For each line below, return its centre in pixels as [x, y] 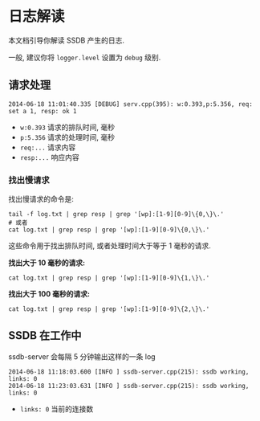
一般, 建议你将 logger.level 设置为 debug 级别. [85, 57]
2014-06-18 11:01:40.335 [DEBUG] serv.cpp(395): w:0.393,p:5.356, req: [130, 104]
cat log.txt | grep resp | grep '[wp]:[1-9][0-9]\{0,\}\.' [109, 230]
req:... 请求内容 [48, 147]
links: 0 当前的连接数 [57, 409]
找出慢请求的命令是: [41, 199]
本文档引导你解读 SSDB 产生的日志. [67, 40]
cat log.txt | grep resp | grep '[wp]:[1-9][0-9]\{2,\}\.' [109, 309]
